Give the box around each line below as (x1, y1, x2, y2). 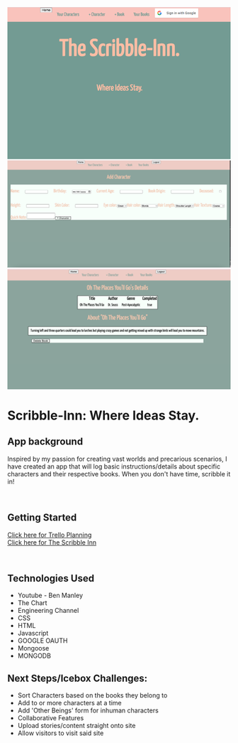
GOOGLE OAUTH (17, 636, 68, 645)
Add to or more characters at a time (17, 699, 122, 707)
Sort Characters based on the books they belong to (17, 691, 168, 700)
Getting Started (7, 512, 77, 524)
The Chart (17, 599, 47, 607)
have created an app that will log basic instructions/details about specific (7, 462, 221, 471)
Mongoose (17, 644, 50, 653)
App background (7, 436, 84, 448)
